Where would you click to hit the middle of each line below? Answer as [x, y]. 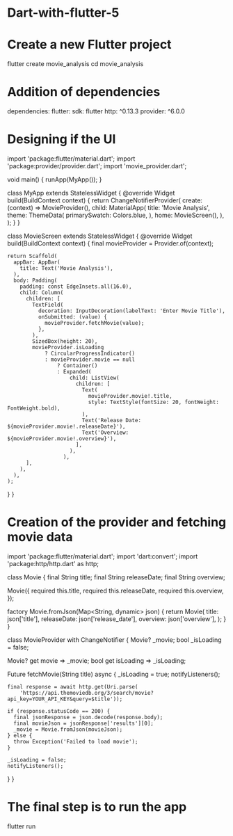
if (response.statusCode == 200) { [59, 711]
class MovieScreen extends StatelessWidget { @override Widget [100, 236]
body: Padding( [35, 280]
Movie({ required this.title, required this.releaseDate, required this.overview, [115, 590]
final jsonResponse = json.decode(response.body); [88, 717]
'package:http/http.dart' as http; [53, 563]
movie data [40, 537]
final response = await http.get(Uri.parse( [73, 686]
